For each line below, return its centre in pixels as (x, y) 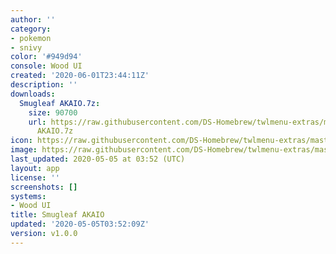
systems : (28, 196)
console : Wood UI (46, 66)
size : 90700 (53, 112)
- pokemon (31, 38)
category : (31, 29)
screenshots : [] (44, 187)
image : (24, 150)
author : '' (33, 19)
